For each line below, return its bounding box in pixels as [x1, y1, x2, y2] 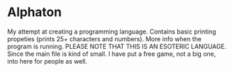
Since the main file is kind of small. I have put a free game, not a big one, [7, 50, 216, 58]
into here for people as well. [7, 57, 87, 65]
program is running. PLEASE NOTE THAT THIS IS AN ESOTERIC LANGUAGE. [7, 42, 227, 50]
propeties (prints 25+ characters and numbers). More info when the [7, 34, 202, 43]
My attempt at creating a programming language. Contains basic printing [7, 27, 216, 36]
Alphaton [7, 4, 62, 20]
